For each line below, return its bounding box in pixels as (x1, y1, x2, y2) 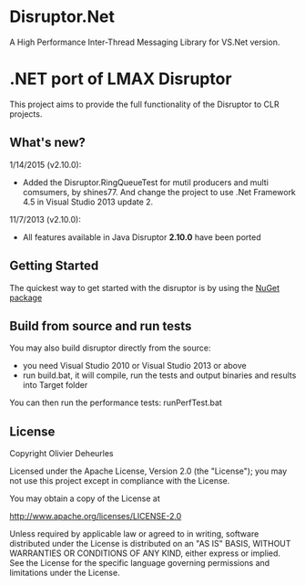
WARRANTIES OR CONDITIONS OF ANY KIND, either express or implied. (9, 548, 280, 559)
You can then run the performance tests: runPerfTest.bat (9, 397, 223, 408)
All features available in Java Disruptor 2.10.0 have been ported (22, 231, 261, 243)
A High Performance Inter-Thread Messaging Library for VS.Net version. (9, 37, 280, 47)
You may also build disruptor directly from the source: (9, 342, 211, 353)
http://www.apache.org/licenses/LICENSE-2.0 (9, 511, 182, 522)
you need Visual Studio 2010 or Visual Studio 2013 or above (22, 360, 248, 371)
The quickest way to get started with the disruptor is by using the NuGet (9, 282, 280, 293)
